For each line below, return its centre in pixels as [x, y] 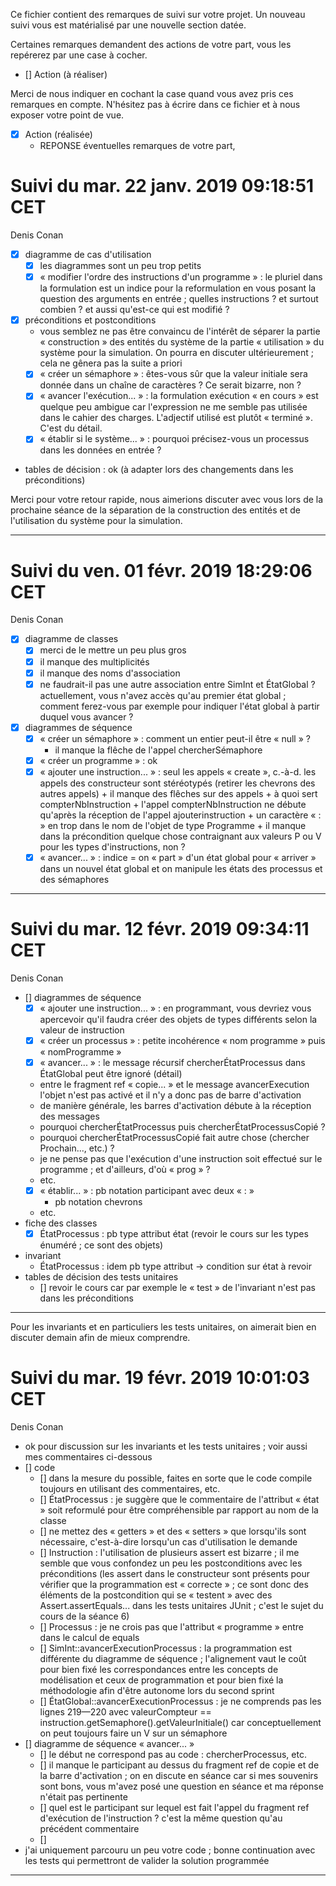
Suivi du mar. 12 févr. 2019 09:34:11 [160, 929]
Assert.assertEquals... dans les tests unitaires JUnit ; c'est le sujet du [181, 1606]
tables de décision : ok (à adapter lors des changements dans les [159, 470]
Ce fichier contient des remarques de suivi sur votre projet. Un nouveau [158, 14]
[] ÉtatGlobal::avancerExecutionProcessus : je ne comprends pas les [180, 1701]
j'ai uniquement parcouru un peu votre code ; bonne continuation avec [170, 1850]
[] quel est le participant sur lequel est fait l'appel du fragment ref [174, 1808]
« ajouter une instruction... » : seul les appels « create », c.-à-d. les [178, 771]
